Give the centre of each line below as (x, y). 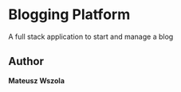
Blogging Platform (69, 15)
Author (26, 61)
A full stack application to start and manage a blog (91, 36)
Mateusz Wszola (37, 80)
